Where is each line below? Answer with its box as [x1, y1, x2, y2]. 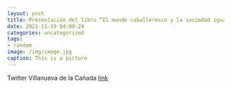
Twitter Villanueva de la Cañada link [7, 74, 109, 82]
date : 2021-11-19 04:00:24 [7, 23, 85, 30]
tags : [7, 36, 23, 43]
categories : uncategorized [7, 29, 85, 36]
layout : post [7, 10, 45, 17]
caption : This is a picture [7, 55, 88, 62]
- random [7, 42, 32, 49]
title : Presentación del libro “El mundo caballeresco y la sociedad [7, 16, 211, 23]
